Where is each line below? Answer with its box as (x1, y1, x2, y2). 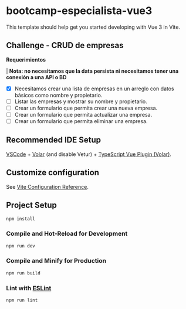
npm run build (6, 270, 41, 276)
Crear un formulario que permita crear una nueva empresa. (14, 104, 158, 111)
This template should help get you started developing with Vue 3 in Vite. (6, 23, 181, 30)
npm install (6, 216, 35, 222)
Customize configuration (6, 168, 100, 178)
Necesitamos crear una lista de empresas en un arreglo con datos (14, 85, 174, 92)
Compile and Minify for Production (6, 257, 107, 265)
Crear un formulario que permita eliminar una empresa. (14, 118, 148, 124)
